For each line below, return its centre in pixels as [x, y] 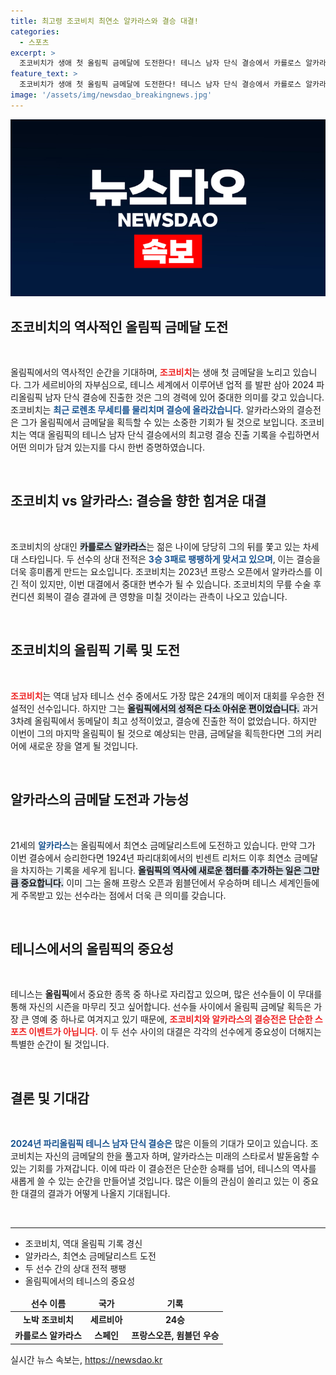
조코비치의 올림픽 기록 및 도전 [95, 650]
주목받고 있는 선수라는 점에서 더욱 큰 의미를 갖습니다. [123, 895]
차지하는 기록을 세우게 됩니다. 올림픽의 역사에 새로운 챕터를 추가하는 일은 [161, 870]
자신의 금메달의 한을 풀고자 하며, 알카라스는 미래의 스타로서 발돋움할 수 [182, 1156]
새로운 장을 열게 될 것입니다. [83, 746]
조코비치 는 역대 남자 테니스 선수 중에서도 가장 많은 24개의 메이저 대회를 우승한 [162, 696]
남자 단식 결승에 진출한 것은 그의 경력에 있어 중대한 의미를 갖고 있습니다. [184, 397]
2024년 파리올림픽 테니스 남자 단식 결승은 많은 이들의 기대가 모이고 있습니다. [159, 1144]
